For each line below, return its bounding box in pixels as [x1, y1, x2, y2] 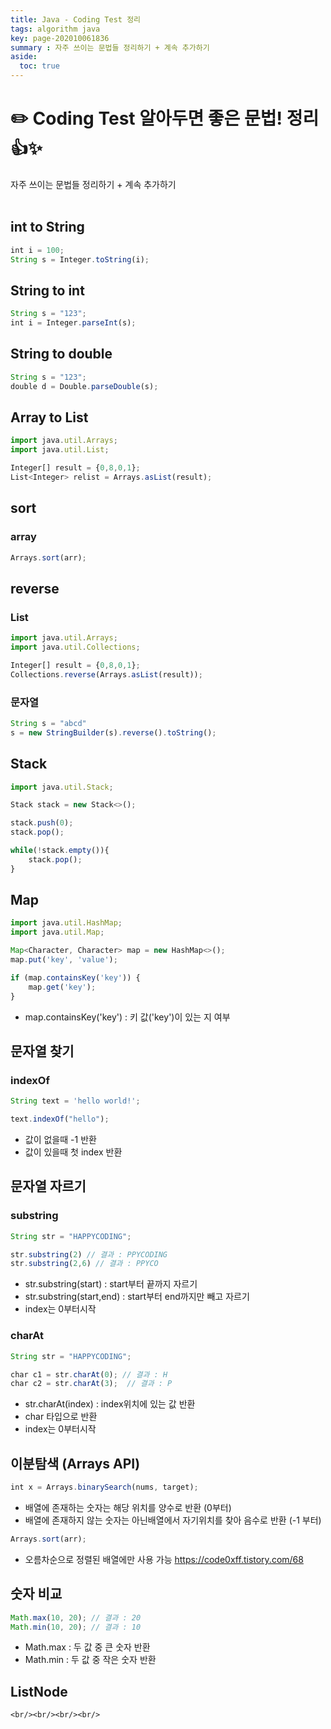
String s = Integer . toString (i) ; [10, 254, 150, 265]
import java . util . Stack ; [10, 782, 114, 792]
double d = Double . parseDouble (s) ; [10, 381, 159, 391]
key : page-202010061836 [10, 33, 110, 43]
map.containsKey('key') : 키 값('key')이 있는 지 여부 [24, 1011, 231, 1023]
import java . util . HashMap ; [10, 918, 123, 928]
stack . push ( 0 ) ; [10, 818, 74, 828]
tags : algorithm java [10, 24, 101, 34]
